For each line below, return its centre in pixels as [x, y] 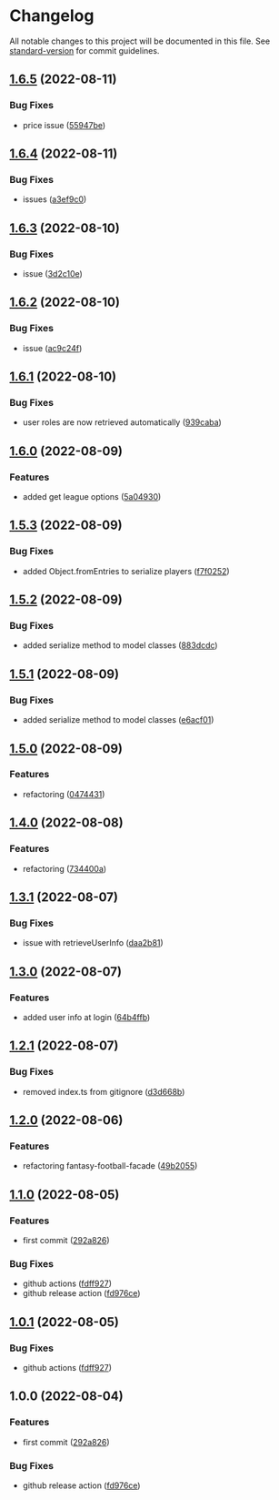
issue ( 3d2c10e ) [53, 274]
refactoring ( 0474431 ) [64, 794]
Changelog [52, 16]
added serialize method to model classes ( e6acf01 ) [118, 720]
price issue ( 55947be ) [64, 125]
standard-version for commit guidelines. [85, 50]
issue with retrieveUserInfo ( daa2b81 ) [93, 943]
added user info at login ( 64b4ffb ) [86, 1017]
